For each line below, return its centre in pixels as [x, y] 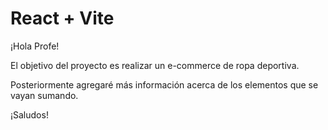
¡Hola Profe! [35, 46]
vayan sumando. [44, 95]
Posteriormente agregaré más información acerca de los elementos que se [164, 84]
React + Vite [62, 18]
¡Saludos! [29, 114]
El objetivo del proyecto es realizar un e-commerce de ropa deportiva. [155, 65]
